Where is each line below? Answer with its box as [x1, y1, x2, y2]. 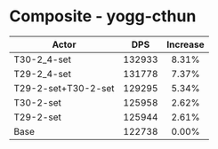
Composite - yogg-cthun [9, 6, 197, 27]
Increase [166, 38, 205, 51]
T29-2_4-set [13, 67, 71, 80]
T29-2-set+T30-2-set [13, 82, 115, 94]
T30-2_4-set [13, 53, 71, 66]
